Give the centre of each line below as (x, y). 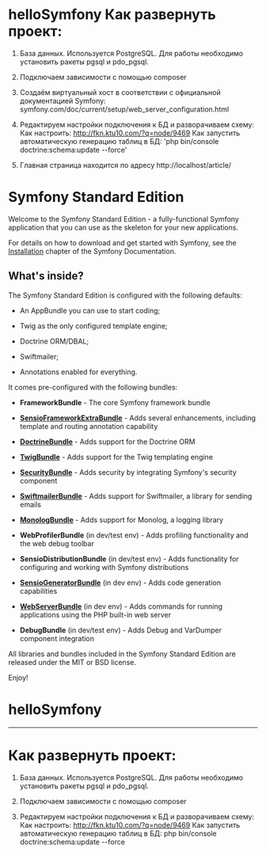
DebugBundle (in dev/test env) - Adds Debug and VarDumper (120, 630)
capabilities (38, 590)
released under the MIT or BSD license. (72, 662)
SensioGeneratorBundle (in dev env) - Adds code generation (120, 583)
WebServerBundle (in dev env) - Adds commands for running (121, 606)
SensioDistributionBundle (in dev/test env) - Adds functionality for (129, 559)
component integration (57, 638)
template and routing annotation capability (89, 426)
